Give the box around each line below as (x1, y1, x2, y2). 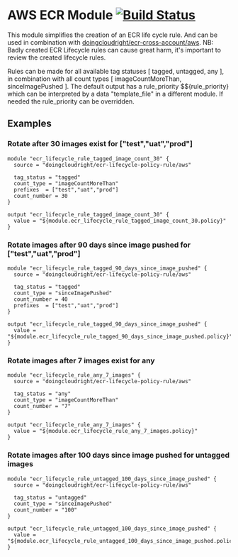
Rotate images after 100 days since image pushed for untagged (7, 451, 230, 461)
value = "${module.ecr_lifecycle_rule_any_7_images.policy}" (13, 428, 198, 435)
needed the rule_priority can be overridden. (7, 96, 135, 106)
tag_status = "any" (13, 390, 72, 397)
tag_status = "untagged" (13, 494, 87, 501)
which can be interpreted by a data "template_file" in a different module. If (7, 89, 224, 98)
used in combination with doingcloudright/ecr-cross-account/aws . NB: (7, 38, 214, 46)
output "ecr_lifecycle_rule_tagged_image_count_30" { (7, 211, 170, 218)
